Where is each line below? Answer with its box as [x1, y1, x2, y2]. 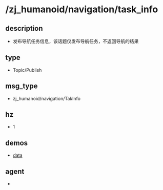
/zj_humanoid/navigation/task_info [5, 4, 158, 15]
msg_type [5, 82, 38, 91]
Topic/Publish [12, 67, 42, 73]
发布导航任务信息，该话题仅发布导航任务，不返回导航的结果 [12, 38, 139, 44]
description [5, 24, 43, 33]
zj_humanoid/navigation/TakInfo [12, 95, 81, 101]
